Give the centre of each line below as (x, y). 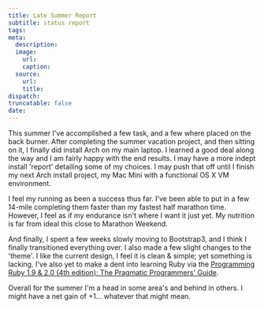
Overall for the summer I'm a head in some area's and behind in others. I (125, 288)
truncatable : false (40, 103)
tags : (17, 30)
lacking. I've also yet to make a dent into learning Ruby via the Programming (131, 264)
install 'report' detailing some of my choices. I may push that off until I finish (131, 167)
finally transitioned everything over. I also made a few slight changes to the (130, 248)
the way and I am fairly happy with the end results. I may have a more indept (132, 158)
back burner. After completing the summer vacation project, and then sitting (131, 141)
